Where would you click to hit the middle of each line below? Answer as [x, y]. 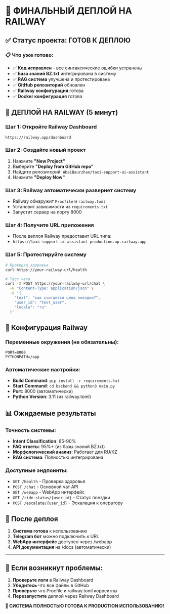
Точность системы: [31, 430]
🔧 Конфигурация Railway [46, 327]
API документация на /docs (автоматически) [62, 547]
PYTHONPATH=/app [22, 357]
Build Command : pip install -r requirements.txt [66, 381]
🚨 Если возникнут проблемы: [54, 568]
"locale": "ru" [30, 307]
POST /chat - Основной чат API [45, 487]
